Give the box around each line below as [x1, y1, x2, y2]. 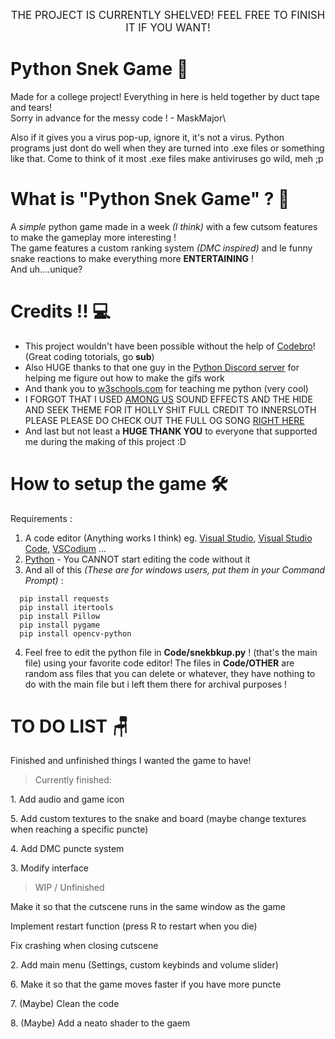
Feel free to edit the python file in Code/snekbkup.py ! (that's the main [24, 646, 318, 658]
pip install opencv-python [19, 628, 132, 639]
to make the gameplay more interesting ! [10, 231, 177, 243]
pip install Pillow [19, 611, 101, 621]
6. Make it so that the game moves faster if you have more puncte [10, 978, 282, 991]
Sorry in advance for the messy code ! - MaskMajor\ [10, 112, 227, 124]
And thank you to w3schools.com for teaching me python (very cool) [24, 382, 309, 394]
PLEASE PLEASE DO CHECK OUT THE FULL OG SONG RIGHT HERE [24, 414, 305, 426]
